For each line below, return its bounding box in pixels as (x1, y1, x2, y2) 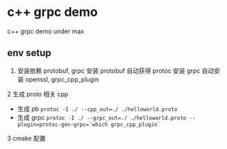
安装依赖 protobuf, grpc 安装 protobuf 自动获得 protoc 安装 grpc (17, 67, 201, 75)
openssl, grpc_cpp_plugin (25, 75, 99, 83)
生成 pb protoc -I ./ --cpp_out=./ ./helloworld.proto (17, 105, 178, 113)
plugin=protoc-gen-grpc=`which (17, 121, 108, 128)
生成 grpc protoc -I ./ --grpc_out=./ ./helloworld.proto (17, 113, 187, 121)
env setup (7, 47, 52, 59)
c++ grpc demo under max (7, 27, 85, 35)
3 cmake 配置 (7, 134, 47, 142)
